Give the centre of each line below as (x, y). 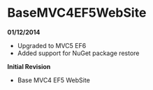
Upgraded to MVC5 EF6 (52, 45)
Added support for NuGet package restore (78, 53)
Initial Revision (29, 66)
